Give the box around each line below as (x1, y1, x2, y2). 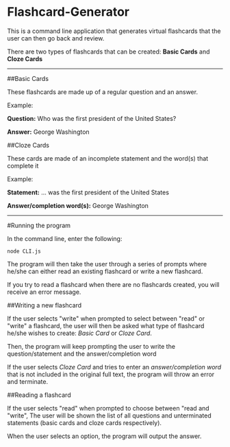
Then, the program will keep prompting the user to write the (7, 342, 176, 350)
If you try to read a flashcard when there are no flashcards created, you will (7, 280, 220, 288)
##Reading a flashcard (7, 391, 71, 399)
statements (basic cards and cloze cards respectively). (7, 418, 162, 426)
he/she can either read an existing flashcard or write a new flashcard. (7, 267, 203, 275)
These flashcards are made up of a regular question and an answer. (7, 87, 199, 96)
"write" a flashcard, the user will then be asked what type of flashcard (7, 321, 205, 330)
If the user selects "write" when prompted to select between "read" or (7, 314, 205, 323)
